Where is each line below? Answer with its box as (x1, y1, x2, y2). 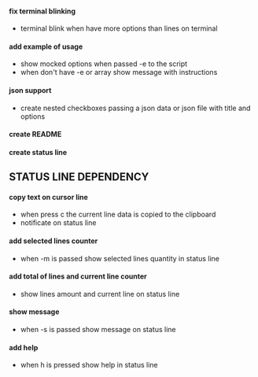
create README (9, 130, 62, 139)
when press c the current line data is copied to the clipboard (20, 209, 216, 220)
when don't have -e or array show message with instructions (20, 68, 218, 77)
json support (9, 86, 52, 94)
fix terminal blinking (9, 6, 76, 16)
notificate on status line (20, 218, 97, 227)
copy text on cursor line (9, 192, 89, 201)
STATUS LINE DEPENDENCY (9, 170, 149, 184)
